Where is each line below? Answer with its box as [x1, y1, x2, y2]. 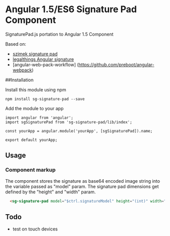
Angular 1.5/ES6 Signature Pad [5, 4, 137, 15]
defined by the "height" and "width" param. [5, 189, 96, 195]
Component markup [5, 166, 56, 174]
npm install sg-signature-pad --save [5, 96, 85, 102]
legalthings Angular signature [12, 56, 74, 62]
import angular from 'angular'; [5, 115, 73, 120]
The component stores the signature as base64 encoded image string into [5, 178, 160, 184]
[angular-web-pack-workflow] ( [12, 61, 79, 68]
